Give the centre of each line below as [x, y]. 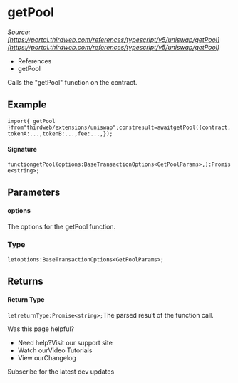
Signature [22, 149]
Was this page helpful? [41, 329]
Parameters [34, 193]
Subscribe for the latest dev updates [61, 372]
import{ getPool [31, 121]
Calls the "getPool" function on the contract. [72, 82]
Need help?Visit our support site [65, 343]
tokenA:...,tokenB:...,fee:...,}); [60, 133]
